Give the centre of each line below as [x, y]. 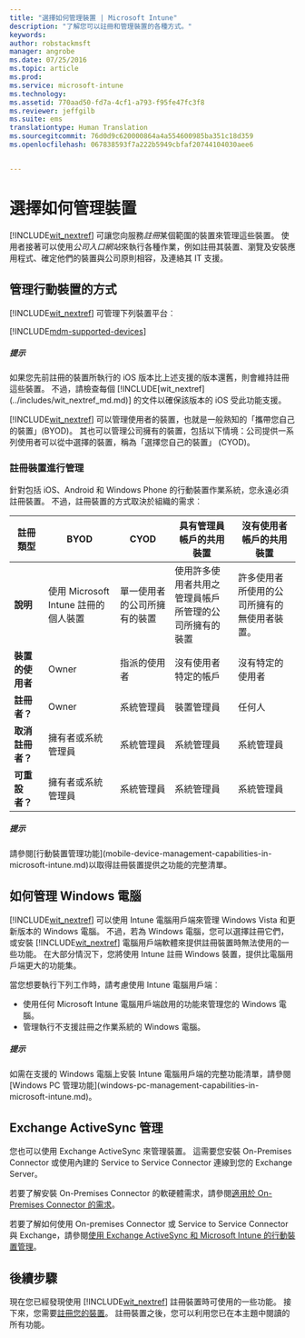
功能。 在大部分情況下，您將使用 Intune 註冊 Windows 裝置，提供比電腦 [151, 954]
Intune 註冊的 [77, 604]
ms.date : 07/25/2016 [49, 60]
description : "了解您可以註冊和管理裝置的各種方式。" [101, 26]
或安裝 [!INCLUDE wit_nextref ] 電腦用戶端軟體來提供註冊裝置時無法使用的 [145, 943]
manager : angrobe [42, 52]
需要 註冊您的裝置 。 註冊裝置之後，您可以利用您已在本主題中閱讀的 [165, 1313]
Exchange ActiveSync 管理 [86, 1128]
